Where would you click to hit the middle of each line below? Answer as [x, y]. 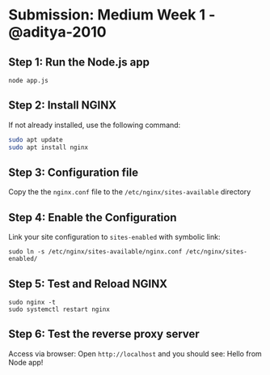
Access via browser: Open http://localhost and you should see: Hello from [135, 353]
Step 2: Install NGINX [63, 106]
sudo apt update [36, 139]
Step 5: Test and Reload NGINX [88, 284]
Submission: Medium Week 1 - [112, 15]
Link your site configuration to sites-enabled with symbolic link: [114, 237]
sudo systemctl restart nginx [59, 309]
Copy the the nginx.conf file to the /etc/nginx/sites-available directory [130, 192]
